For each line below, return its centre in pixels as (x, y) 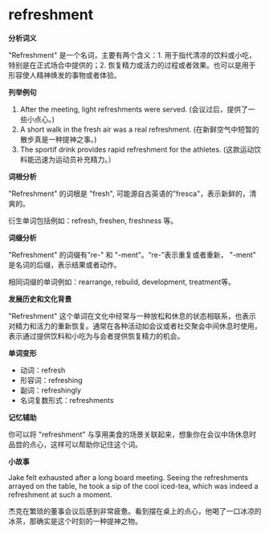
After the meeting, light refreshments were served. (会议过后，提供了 (134, 109)
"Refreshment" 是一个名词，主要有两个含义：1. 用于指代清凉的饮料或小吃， (132, 55)
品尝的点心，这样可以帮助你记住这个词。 (75, 444)
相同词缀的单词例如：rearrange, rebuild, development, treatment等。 (122, 282)
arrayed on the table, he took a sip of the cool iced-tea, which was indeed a (133, 486)
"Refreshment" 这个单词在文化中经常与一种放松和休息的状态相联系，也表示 (132, 315)
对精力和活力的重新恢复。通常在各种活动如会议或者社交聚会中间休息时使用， (135, 326)
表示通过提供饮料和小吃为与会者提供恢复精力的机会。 (96, 336)
